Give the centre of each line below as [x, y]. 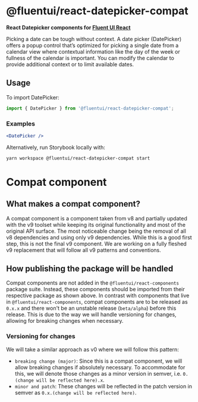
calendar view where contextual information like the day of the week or [93, 51]
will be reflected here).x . [71, 380]
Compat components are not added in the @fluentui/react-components [93, 283]
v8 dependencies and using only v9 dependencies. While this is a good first [99, 237]
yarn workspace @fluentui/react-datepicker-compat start [78, 158]
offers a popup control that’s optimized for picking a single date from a [92, 45]
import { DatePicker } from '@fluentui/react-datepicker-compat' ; [90, 108]
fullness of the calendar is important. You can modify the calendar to [90, 58]
